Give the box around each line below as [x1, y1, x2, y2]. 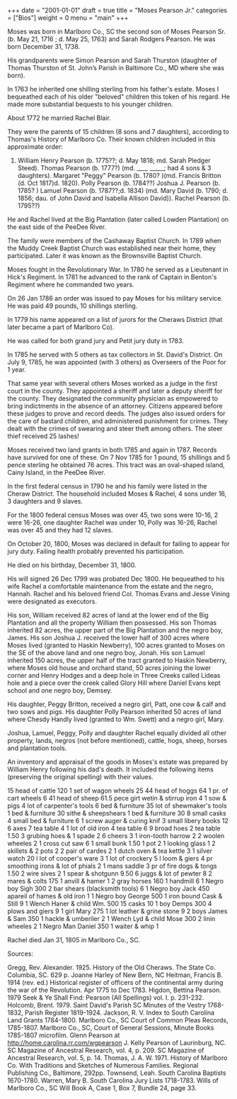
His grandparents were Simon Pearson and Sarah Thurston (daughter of [7, 56, 217, 65]
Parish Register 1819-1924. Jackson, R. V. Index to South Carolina [24, 1008, 214, 1017]
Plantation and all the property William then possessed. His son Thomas [7, 618, 217, 627]
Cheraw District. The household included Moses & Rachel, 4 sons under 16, [7, 489, 227, 498]
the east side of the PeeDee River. [7, 223, 107, 231]
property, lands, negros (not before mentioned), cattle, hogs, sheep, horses [7, 737, 228, 744]
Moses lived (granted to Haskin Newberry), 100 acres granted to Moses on [7, 641, 225, 649]
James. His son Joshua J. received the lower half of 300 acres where [7, 634, 210, 642]
